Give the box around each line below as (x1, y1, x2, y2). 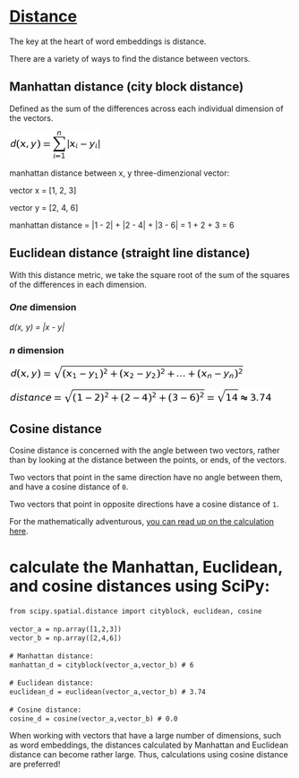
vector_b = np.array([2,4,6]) (9, 634, 123, 643)
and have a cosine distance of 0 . (9, 481, 129, 492)
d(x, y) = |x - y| (9, 321, 65, 333)
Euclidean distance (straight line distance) (9, 246, 251, 261)
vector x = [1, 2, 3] (9, 185, 77, 195)
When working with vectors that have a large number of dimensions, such (9, 730, 282, 740)
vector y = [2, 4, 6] (9, 202, 79, 212)
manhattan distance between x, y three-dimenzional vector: (9, 168, 230, 178)
